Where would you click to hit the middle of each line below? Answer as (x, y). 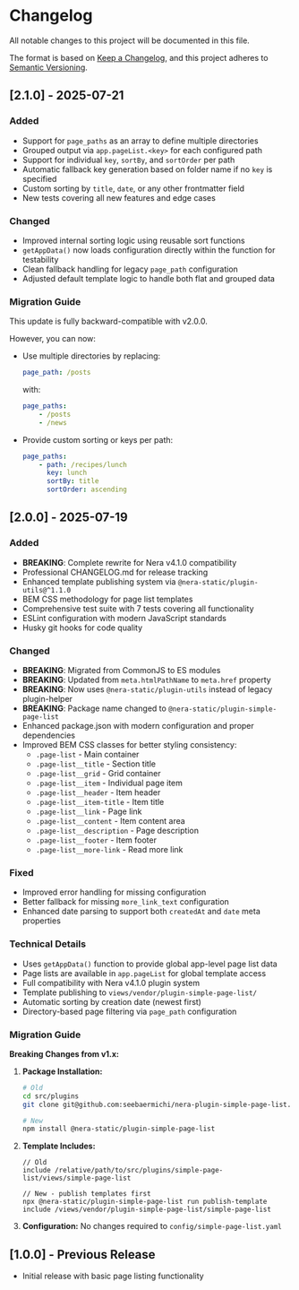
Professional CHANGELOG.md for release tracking (115, 572)
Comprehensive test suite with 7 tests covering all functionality (138, 608)
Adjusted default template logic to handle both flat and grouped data (149, 278)
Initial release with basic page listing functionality (113, 1276)
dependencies (49, 735)
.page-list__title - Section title (96, 764)
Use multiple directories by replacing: (91, 356)
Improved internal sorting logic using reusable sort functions (133, 240)
